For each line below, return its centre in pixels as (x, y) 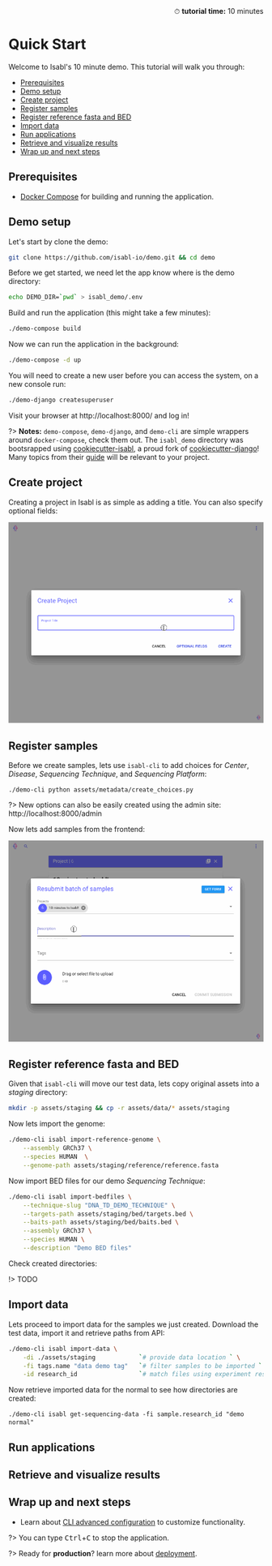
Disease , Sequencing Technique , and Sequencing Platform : (108, 774)
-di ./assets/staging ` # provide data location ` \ (132, 1357)
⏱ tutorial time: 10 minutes (219, 11)
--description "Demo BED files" (77, 1248)
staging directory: (38, 1092)
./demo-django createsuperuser (61, 400)
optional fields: (33, 511)
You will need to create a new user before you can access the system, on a (134, 375)
